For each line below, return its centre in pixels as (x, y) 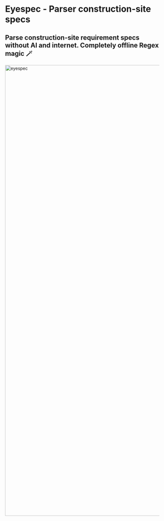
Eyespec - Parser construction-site (78, 9)
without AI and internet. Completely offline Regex (82, 45)
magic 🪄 (19, 53)
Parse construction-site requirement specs (72, 38)
